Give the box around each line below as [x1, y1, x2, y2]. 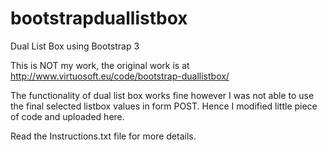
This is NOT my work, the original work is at [10, 59, 190, 71]
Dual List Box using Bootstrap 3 [10, 40, 140, 52]
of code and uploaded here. [10, 110, 125, 122]
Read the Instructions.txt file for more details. [10, 130, 197, 142]
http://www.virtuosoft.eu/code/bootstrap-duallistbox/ [10, 70, 230, 82]
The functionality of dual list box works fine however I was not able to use [10, 89, 315, 101]
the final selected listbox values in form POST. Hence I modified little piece [10, 100, 318, 112]
